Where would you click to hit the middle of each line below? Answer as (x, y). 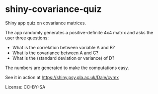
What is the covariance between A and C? (55, 53)
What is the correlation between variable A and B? (64, 47)
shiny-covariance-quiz (53, 9)
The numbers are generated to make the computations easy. (67, 68)
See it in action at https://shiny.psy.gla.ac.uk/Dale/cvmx (62, 77)
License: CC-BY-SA (25, 87)
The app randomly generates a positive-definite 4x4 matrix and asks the (79, 32)
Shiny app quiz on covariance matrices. (45, 23)
